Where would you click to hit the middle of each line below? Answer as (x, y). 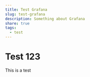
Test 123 (23, 57)
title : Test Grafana (26, 10)
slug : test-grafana (25, 14)
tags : (11, 28)
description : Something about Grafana (45, 19)
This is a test (18, 70)
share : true (17, 23)
